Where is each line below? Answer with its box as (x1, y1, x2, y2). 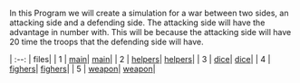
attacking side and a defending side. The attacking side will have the (9, 17, 266, 28)
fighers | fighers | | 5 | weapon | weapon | (9, 63, 156, 74)
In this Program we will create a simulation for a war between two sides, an (9, 8, 289, 18)
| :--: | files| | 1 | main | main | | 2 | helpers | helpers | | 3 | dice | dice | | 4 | (9, 54, 271, 64)
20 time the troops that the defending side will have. (9, 36, 204, 47)
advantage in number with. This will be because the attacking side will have (9, 27, 292, 37)
